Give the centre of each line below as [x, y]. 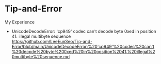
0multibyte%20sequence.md [40, 56]
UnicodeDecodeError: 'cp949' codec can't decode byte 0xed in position [84, 31]
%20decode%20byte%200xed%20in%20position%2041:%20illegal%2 [83, 52]
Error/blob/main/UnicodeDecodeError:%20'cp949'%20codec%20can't [83, 46]
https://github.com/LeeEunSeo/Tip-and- [52, 41]
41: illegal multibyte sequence [41, 36]
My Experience [20, 22]
